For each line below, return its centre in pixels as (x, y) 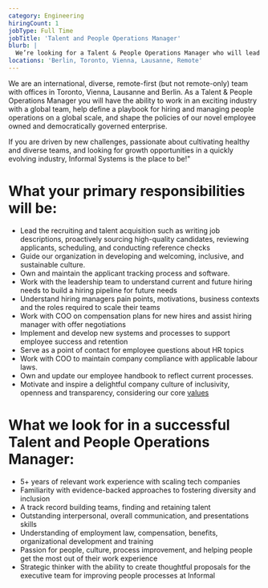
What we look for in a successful (119, 425)
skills (28, 524)
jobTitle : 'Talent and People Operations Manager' (95, 38)
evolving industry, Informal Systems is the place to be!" (99, 158)
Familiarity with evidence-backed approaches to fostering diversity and (138, 490)
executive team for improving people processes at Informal (117, 575)
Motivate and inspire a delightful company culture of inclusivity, (125, 384)
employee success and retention (74, 341)
